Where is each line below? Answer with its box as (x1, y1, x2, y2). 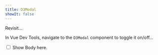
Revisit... (5, 25, 23, 31)
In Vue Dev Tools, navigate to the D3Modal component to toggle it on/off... (5, 35, 154, 40)
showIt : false (5, 12, 35, 17)
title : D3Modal (5, 7, 37, 12)
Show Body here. (12, 44, 48, 50)
